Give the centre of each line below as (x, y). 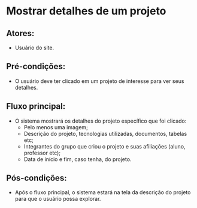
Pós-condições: (37, 178)
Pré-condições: (36, 66)
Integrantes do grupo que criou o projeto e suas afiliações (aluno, (104, 146)
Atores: (20, 33)
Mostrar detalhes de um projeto (86, 11)
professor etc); (42, 153)
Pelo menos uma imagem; (56, 127)
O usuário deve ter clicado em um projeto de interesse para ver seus (99, 81)
